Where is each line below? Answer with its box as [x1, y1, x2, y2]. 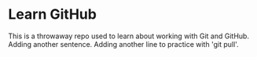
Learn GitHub [8, 5, 97, 23]
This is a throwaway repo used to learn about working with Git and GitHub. [8, 31, 250, 41]
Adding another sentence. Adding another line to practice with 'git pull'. [8, 39, 239, 48]
